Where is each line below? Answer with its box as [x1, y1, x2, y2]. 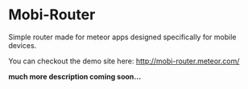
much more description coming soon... [8, 71, 142, 81]
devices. [8, 40, 37, 50]
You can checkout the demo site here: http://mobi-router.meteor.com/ [8, 56, 240, 66]
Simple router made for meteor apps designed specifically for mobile [8, 32, 237, 42]
